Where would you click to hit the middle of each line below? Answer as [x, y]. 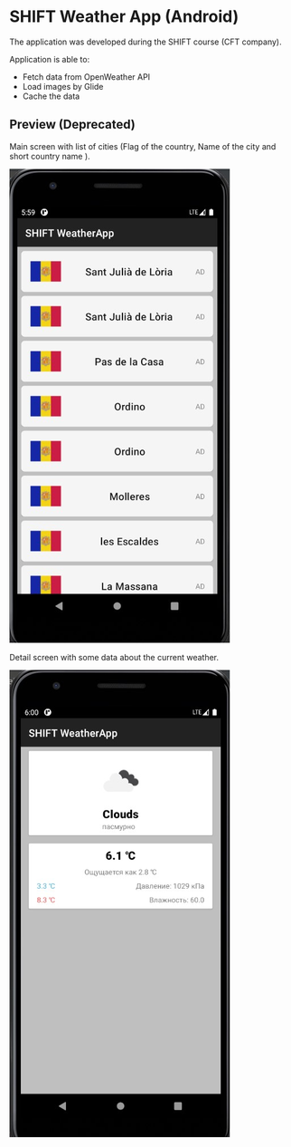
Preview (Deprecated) [72, 125]
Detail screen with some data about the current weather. [114, 657]
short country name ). [50, 156]
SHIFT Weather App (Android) [124, 17]
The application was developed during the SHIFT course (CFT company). [145, 42]
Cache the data [51, 96]
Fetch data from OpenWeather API [86, 77]
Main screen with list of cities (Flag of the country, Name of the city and [143, 146]
